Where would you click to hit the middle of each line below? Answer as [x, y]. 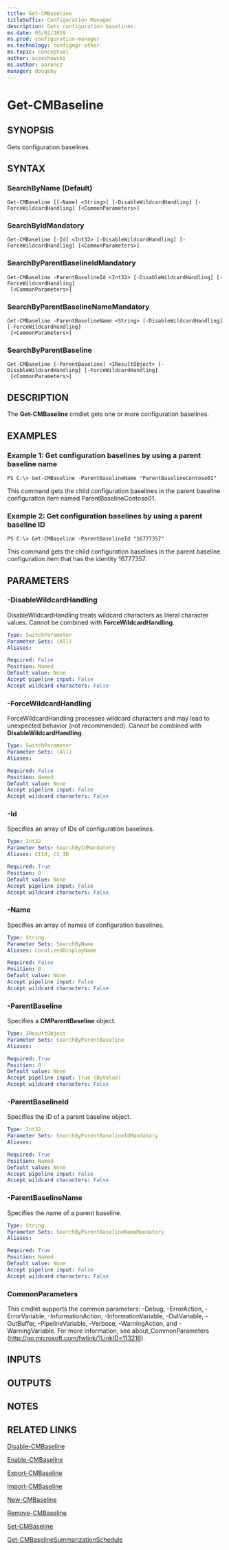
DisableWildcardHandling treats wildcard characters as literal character [108, 615]
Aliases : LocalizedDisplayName [52, 950]
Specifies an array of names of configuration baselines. [86, 925]
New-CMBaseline [32, 1499]
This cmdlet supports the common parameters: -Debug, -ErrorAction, [106, 1309]
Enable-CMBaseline [35, 1459]
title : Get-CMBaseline [40, 13]
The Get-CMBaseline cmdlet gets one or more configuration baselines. [108, 414]
